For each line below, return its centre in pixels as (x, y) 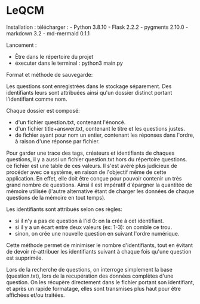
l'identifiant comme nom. (37, 99)
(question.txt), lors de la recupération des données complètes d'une (90, 276)
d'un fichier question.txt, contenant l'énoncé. (70, 122)
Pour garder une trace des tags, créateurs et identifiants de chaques (90, 153)
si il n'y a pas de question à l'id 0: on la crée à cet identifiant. (89, 221)
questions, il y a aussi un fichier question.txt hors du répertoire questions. (97, 159)
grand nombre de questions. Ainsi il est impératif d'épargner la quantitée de (99, 185)
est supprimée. (25, 258)
